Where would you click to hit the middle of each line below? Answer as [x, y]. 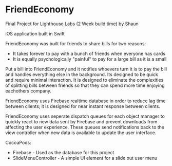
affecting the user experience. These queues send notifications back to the [85, 127]
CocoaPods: [18, 142]
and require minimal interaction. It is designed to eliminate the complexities [84, 80]
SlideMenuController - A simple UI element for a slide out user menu [85, 158]
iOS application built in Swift [35, 33]
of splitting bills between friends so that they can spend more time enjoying [85, 85]
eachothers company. [28, 90]
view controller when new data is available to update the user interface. [81, 133]
